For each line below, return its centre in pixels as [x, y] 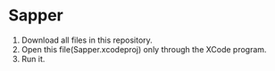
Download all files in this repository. [87, 40]
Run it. [33, 59]
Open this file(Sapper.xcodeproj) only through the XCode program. [144, 49]
